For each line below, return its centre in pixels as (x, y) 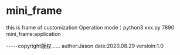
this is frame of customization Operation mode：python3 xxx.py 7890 (90, 27)
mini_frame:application (33, 34)
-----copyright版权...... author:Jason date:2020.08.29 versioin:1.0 (85, 46)
